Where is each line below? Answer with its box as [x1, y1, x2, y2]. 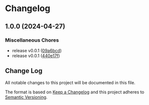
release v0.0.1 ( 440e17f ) [12, 53, 60, 59]
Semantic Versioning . [5, 94, 48, 100]
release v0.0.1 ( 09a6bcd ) [12, 47, 62, 53]
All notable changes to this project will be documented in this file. [5, 79, 136, 85]
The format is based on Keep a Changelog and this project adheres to [5, 89, 145, 95]
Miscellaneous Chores [5, 37, 59, 44]
